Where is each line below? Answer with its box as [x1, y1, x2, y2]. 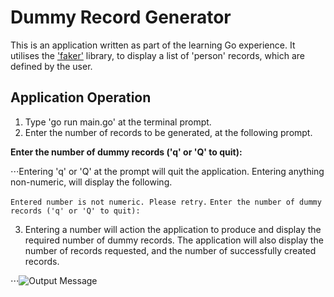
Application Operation [10, 89, 152, 106]
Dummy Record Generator [10, 6, 232, 29]
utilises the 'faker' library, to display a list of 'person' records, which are [10, 49, 305, 61]
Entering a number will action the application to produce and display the [24, 223, 322, 235]
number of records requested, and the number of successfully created [24, 244, 317, 256]
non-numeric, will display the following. [10, 176, 173, 188]
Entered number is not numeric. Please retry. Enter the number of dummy [10, 197, 322, 207]
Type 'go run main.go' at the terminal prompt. [24, 116, 212, 128]
